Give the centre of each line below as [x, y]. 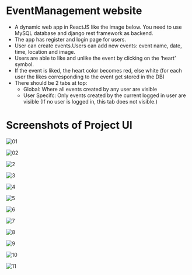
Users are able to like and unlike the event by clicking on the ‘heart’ [95, 58]
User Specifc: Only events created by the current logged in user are [105, 95]
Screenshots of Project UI [69, 126]
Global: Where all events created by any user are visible [90, 89]
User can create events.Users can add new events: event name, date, [98, 46]
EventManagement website [74, 11]
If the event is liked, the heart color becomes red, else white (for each [98, 70]
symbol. [24, 64]
